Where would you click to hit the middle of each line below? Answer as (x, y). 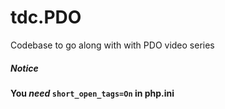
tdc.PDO (46, 17)
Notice (24, 68)
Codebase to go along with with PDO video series (112, 45)
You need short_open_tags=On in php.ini (92, 93)
